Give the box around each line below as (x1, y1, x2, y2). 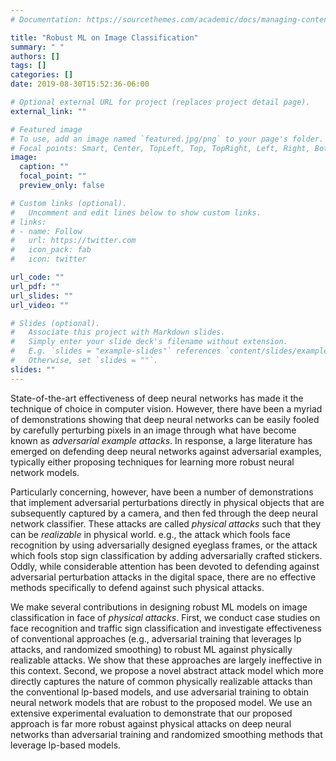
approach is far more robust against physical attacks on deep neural (10, 717, 292, 730)
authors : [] (10, 51, 60, 61)
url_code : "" (10, 272, 65, 282)
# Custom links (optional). (10, 198, 128, 208)
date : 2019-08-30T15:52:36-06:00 (10, 79, 150, 90)
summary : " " (10, 42, 65, 52)
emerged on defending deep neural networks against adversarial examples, (10, 445, 322, 457)
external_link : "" (10, 106, 87, 116)
